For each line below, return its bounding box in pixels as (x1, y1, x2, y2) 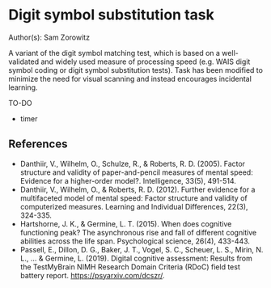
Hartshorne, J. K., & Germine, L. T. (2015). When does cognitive (19, 218, 232, 228)
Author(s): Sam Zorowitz (8, 32, 91, 42)
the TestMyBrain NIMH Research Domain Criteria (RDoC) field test (19, 261, 240, 272)
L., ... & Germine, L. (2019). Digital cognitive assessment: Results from (19, 253, 253, 263)
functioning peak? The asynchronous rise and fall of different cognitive (19, 227, 257, 237)
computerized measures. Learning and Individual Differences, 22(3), (19, 201, 248, 211)
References (8, 138, 68, 151)
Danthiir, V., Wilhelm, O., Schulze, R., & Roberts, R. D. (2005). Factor (19, 159, 245, 168)
